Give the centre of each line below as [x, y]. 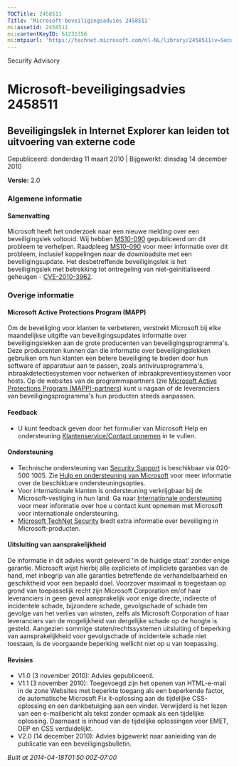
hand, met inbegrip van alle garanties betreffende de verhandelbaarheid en [117, 575]
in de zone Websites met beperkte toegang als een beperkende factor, [121, 691]
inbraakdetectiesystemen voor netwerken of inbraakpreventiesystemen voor [119, 374]
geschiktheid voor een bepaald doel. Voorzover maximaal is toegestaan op [117, 583]
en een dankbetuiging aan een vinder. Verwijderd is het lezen [138, 706]
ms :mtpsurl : [25, 41]
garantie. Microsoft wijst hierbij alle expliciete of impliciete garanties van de [118, 568]
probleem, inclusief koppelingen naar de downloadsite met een [100, 254]
